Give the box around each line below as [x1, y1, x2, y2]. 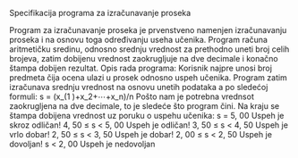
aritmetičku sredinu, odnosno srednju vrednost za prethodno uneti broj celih [9, 44, 290, 54]
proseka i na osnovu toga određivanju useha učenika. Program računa [9, 35, 268, 45]
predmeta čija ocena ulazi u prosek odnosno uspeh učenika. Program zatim [9, 72, 288, 83]
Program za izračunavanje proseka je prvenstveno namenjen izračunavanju [9, 25, 287, 35]
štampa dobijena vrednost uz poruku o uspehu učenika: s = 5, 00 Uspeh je [9, 111, 285, 121]
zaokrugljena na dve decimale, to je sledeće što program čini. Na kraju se [9, 101, 280, 111]
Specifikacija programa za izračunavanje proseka [9, 8, 192, 18]
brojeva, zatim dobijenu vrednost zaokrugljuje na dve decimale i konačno [9, 54, 279, 63]
